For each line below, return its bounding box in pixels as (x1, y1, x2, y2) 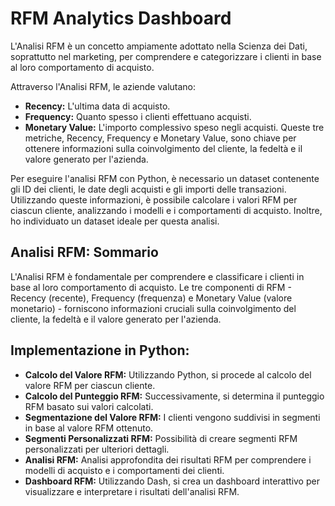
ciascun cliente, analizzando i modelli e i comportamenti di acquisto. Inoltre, (10, 204, 323, 216)
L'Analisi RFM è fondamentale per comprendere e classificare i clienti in (10, 270, 305, 282)
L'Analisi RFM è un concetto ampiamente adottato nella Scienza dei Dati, (10, 40, 308, 52)
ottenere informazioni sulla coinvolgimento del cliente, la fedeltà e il (24, 142, 303, 154)
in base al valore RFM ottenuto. (24, 422, 154, 434)
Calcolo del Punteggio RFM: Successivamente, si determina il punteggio (24, 390, 325, 402)
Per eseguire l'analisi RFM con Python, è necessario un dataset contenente (10, 172, 320, 184)
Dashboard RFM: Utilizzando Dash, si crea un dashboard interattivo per (24, 475, 320, 487)
